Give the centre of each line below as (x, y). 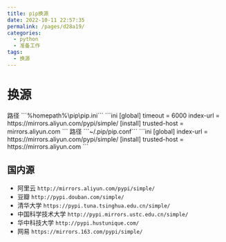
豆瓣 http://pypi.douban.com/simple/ (70, 196)
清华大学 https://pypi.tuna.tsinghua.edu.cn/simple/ (94, 205)
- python (26, 39)
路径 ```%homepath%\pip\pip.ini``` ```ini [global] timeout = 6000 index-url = (113, 115)
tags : (15, 53)
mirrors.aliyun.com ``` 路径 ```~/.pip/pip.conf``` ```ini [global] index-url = (108, 131)
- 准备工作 (27, 46)
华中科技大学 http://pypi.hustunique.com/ (78, 223)
